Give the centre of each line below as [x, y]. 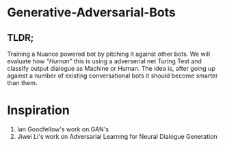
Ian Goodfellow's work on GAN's [63, 129]
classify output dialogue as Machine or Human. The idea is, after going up [111, 68]
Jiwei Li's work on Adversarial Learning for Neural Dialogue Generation [117, 136]
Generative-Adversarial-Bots [92, 13]
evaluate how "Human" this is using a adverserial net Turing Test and [104, 61]
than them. [22, 83]
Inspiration [38, 111]
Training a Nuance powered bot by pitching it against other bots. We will [109, 54]
